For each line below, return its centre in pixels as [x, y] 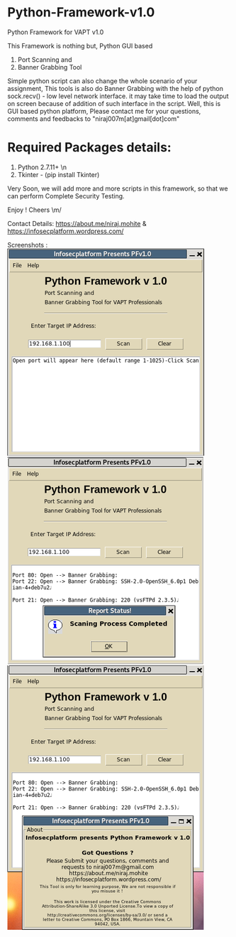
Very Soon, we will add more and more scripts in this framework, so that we [118, 188]
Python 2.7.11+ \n [42, 167]
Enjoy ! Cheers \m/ [34, 210]
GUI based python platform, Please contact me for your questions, [104, 111]
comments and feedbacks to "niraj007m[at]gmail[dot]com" [94, 119]
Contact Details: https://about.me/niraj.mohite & [77, 223]
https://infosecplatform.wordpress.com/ [66, 231]
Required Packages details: [89, 148]
